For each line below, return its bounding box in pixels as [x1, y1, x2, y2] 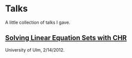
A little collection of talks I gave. [5, 19, 70, 25]
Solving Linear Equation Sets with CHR [5, 34, 127, 42]
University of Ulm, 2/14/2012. [5, 47, 65, 53]
